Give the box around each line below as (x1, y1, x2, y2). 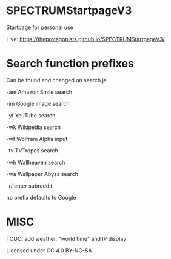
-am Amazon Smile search (6, 88, 73, 96)
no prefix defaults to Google (6, 194, 76, 201)
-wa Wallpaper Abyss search (6, 170, 79, 177)
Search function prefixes (6, 57, 135, 70)
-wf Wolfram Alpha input (6, 135, 68, 142)
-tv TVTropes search (6, 146, 59, 154)
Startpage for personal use (6, 24, 74, 31)
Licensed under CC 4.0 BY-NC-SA (6, 246, 92, 254)
